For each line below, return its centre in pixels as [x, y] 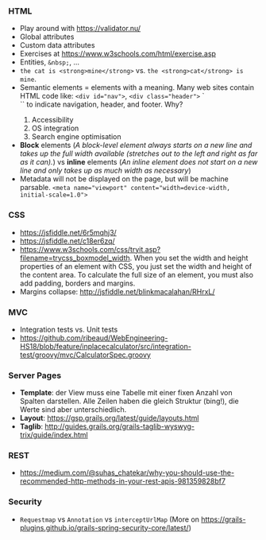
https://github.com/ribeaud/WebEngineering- [94, 338]
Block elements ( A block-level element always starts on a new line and [136, 146]
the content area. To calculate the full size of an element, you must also [137, 274]
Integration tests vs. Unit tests [69, 329]
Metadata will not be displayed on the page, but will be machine [124, 179]
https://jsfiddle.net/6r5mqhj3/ [68, 232]
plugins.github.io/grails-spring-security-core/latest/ [104, 527]
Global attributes [47, 37]
